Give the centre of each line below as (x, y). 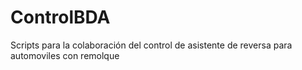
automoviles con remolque (65, 55)
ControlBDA (60, 17)
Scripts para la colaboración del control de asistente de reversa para (151, 45)
